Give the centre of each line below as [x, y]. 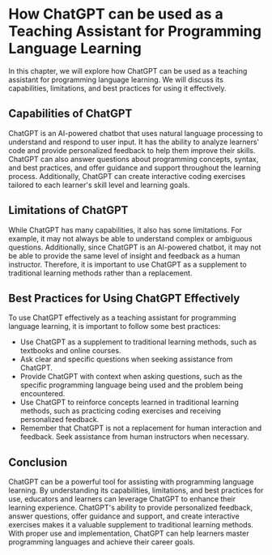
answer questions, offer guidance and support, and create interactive [124, 516]
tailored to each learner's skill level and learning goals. [99, 185]
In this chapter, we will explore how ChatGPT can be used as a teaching [128, 70]
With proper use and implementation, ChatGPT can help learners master [129, 534]
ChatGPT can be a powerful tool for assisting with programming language [131, 482]
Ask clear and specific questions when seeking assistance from [126, 359]
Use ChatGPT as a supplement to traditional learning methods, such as [138, 342]
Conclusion [38, 462]
